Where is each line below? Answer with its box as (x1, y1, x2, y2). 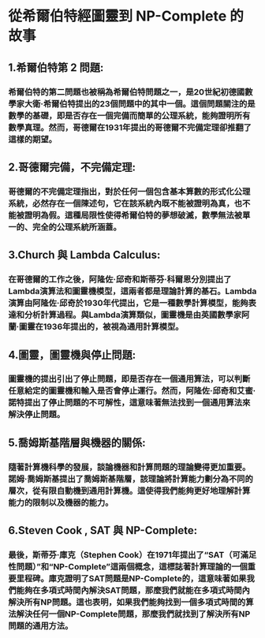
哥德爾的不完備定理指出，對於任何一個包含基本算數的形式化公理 (8, 186, 251, 197)
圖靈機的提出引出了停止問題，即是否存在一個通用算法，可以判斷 (8, 374, 251, 385)
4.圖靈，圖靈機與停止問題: (8, 348, 136, 361)
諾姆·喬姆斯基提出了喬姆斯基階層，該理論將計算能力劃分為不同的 (8, 473, 254, 484)
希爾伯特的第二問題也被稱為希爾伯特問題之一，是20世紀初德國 (8, 86, 245, 97)
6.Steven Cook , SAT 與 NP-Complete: (8, 524, 198, 537)
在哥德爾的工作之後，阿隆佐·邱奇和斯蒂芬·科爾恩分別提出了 (8, 274, 232, 285)
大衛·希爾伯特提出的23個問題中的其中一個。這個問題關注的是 (24, 98, 256, 109)
